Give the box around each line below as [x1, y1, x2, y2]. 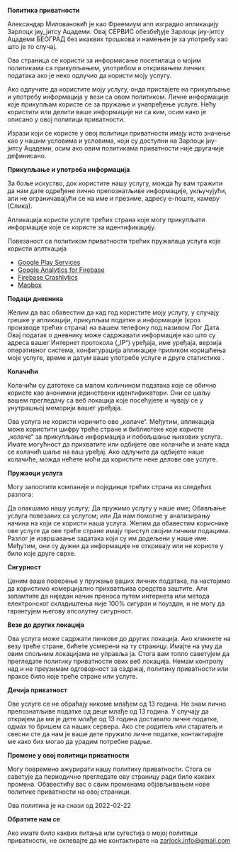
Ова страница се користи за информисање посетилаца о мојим [7, 56, 202, 65]
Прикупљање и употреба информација [7, 165, 130, 173]
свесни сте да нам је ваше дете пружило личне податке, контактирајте [7, 730, 224, 738]
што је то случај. [7, 43, 57, 50]
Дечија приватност [7, 686, 67, 694]
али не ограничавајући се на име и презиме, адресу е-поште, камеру [7, 195, 220, 202]
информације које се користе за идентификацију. [7, 223, 157, 231]
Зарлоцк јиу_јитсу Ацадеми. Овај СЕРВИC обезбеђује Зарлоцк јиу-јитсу [7, 28, 225, 35]
